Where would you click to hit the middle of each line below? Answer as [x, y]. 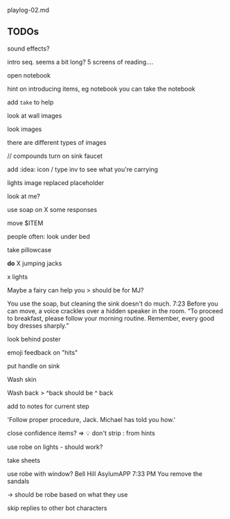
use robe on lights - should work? [55, 447]
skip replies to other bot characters [57, 508]
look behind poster [34, 339]
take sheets [24, 460]
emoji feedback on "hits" [43, 352]
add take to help [30, 102]
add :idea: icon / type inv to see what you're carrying [82, 169]
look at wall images [35, 115]
